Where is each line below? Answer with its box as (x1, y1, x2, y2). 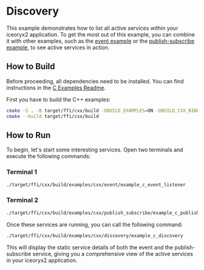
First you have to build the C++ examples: (6, 95, 111, 103)
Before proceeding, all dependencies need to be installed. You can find (6, 77, 184, 85)
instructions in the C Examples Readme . (6, 84, 106, 91)
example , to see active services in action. (6, 44, 110, 51)
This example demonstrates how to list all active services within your (6, 24, 178, 32)
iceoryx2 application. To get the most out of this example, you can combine (6, 30, 195, 38)
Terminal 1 (6, 168, 38, 176)
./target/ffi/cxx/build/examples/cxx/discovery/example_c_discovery (6, 232, 183, 238)
